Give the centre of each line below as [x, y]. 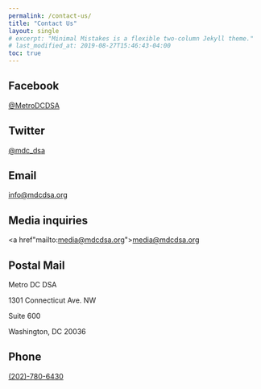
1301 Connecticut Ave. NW [52, 300]
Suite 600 [25, 316]
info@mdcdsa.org [38, 195]
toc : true [25, 53]
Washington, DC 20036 [47, 332]
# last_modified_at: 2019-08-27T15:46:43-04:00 [90, 46]
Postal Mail [37, 265]
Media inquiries [48, 220]
